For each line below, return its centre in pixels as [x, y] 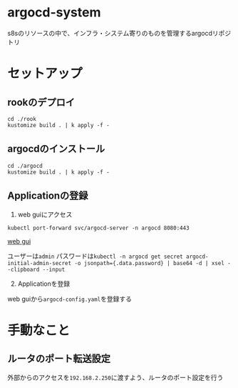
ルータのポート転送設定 [59, 359]
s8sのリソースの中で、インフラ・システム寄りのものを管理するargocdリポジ [119, 33]
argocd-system [54, 13]
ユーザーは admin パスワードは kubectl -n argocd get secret [95, 256]
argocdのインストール [56, 149]
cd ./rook [22, 119]
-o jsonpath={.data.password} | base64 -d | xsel [149, 263]
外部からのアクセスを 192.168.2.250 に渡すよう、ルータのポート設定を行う [115, 377]
